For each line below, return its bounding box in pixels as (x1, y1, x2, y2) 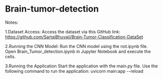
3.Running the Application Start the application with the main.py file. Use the (5, 63, 158, 69)
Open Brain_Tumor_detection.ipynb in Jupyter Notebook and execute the (5, 48, 151, 54)
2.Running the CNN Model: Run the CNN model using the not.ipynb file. (5, 43, 148, 49)
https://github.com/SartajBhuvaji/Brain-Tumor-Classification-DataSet (5, 34, 144, 40)
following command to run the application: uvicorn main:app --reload (5, 68, 144, 74)
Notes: (5, 19, 18, 25)
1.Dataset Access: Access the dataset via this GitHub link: (5, 29, 121, 34)
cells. (5, 53, 16, 59)
